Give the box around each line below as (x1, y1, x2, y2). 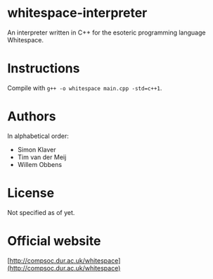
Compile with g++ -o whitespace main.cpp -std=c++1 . (7, 83, 162, 92)
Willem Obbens (17, 160, 62, 168)
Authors (7, 108, 56, 125)
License (7, 185, 55, 201)
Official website (7, 232, 101, 249)
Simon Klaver (17, 145, 56, 154)
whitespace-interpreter (7, 5, 148, 21)
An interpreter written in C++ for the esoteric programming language (7, 28, 206, 37)
